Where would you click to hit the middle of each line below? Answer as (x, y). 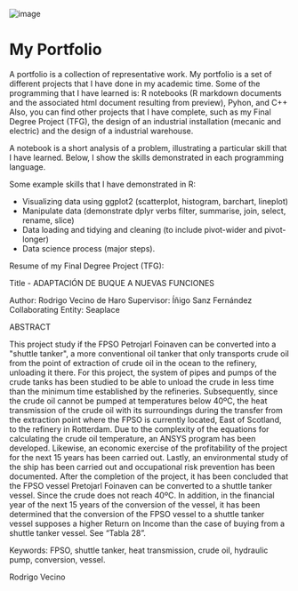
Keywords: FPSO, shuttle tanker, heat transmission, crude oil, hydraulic (139, 550)
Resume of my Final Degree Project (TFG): (87, 266)
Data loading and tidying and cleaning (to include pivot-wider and (142, 229)
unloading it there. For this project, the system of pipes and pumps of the (143, 372)
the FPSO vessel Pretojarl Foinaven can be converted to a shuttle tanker (141, 485)
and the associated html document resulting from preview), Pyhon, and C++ (149, 102)
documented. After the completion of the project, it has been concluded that (149, 476)
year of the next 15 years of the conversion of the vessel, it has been (135, 504)
